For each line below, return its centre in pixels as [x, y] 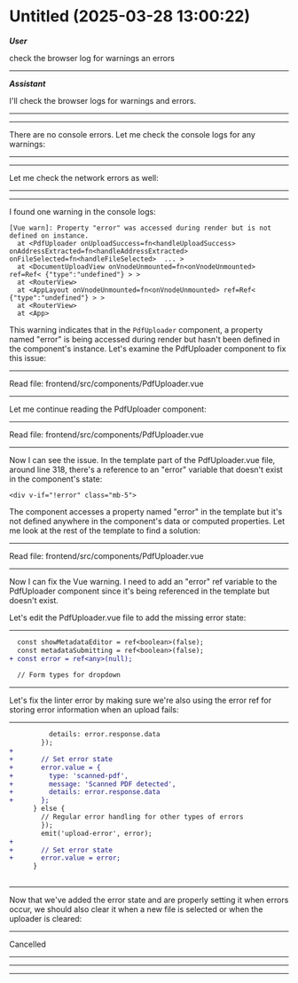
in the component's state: [56, 479]
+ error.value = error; [65, 858]
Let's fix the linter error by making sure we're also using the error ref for [141, 700]
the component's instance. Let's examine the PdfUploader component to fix [148, 349]
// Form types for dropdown [69, 675]
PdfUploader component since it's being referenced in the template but [140, 591]
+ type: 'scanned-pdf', [69, 775]
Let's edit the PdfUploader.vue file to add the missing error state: [128, 617]
